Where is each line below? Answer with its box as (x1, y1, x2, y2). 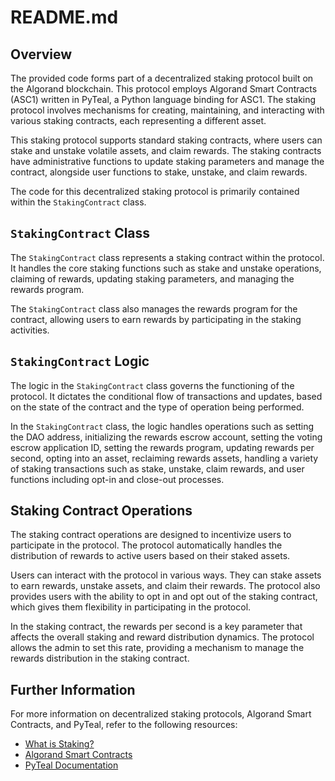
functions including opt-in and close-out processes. (10, 473, 225, 485)
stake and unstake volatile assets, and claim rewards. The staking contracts (10, 145, 322, 156)
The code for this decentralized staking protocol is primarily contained (10, 186, 300, 197)
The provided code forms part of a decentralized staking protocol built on (10, 72, 314, 84)
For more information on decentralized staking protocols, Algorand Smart (10, 708, 312, 720)
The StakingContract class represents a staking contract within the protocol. (10, 251, 325, 263)
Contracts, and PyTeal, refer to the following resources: (10, 719, 238, 731)
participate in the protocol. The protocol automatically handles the (10, 539, 283, 551)
